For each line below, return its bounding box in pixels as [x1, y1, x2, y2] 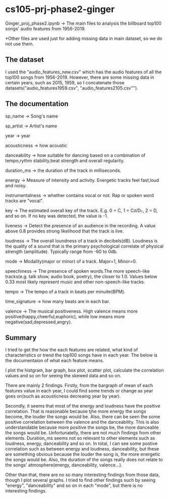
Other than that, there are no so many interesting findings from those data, [5, 472, 160, 478]
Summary [5, 333, 37, 342]
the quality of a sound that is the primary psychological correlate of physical [5, 243, 164, 249]
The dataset [5, 56, 44, 64]
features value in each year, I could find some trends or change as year [5, 388, 153, 394]
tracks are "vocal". [5, 197, 44, 204]
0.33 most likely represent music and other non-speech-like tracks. [5, 279, 145, 285]
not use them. [5, 40, 34, 46]
